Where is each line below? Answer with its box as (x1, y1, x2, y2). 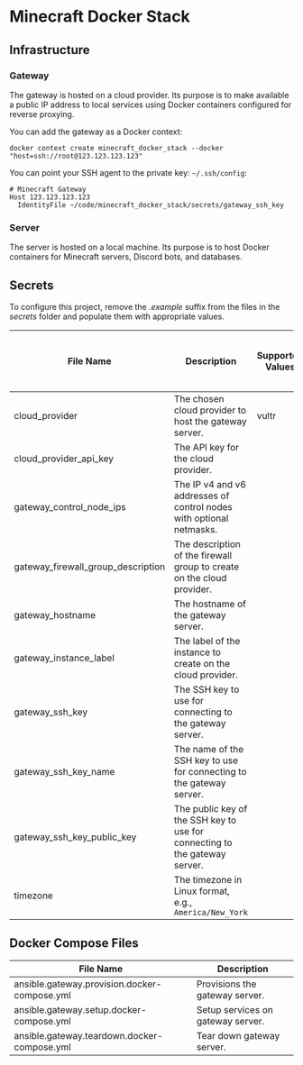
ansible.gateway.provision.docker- (14, 978, 162, 990)
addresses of (173, 489, 230, 502)
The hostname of (173, 597, 246, 610)
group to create (173, 560, 240, 573)
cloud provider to (173, 404, 246, 416)
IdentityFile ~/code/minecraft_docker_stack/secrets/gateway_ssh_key (17, 200, 284, 209)
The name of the (173, 742, 244, 755)
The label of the (173, 634, 241, 647)
